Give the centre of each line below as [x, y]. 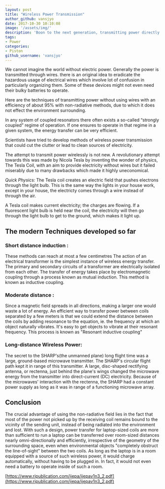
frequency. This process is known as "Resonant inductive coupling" [74, 332]
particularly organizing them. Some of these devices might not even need [80, 85]
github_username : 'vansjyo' [34, 55]
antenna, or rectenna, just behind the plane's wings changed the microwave [82, 371]
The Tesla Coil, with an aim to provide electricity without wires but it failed [80, 165]
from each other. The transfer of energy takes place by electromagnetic [78, 272]
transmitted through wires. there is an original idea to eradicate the [73, 75]
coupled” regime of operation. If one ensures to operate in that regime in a [81, 125]
